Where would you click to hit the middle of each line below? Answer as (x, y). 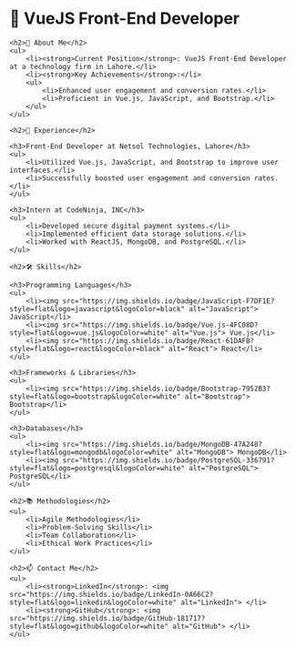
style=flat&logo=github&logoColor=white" (89, 626)
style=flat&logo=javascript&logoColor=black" (97, 308)
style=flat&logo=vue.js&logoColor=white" (89, 333)
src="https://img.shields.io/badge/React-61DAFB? (158, 340)
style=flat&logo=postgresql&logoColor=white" (97, 468)
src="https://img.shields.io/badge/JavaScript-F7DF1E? (168, 301)
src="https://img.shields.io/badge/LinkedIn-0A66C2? (112, 594)
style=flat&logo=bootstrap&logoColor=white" (95, 396)
